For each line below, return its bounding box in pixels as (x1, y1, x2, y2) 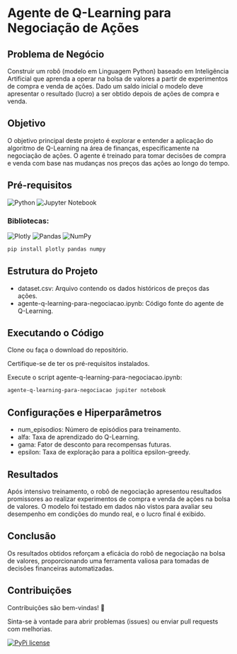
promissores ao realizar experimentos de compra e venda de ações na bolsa (7, 494, 231, 503)
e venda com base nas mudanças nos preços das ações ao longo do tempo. (7, 159, 230, 167)
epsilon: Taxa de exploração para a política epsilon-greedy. (17, 448, 191, 457)
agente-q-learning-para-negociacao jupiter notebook (7, 387, 166, 394)
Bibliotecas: (7, 216, 50, 226)
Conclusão (7, 530, 57, 542)
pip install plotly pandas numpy (7, 246, 106, 253)
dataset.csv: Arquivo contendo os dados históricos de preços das (17, 284, 210, 292)
